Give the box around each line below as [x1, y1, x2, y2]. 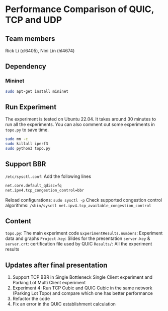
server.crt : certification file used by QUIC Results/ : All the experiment [5, 241, 152, 247]
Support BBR [5, 160, 46, 168]
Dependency [5, 62, 46, 71]
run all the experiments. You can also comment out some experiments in [5, 121, 155, 128]
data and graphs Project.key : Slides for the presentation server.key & [5, 235, 150, 241]
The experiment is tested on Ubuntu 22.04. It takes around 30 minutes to [5, 116, 156, 122]
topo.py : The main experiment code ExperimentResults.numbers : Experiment [5, 230, 163, 236]
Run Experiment [5, 102, 57, 111]
